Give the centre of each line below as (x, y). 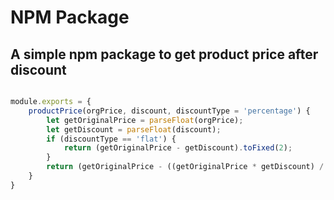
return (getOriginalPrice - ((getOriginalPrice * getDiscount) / (185, 167)
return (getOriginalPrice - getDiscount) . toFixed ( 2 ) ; (178, 148)
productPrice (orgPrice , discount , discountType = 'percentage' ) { (169, 111)
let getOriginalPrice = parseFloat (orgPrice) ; (145, 120)
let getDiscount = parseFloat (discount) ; (134, 129)
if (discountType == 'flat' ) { (111, 139)
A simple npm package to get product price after (164, 54)
